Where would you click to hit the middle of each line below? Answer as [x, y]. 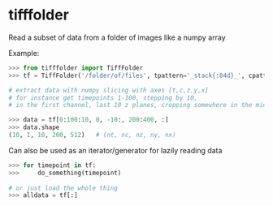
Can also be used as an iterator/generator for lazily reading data [115, 150]
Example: [24, 53]
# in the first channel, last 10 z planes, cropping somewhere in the [130, 105]
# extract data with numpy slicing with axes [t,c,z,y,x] [108, 90]
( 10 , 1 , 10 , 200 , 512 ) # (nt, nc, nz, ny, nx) [92, 135]
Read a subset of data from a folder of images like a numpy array [117, 37]
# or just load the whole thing [63, 188]
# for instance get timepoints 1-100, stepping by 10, [103, 98]
